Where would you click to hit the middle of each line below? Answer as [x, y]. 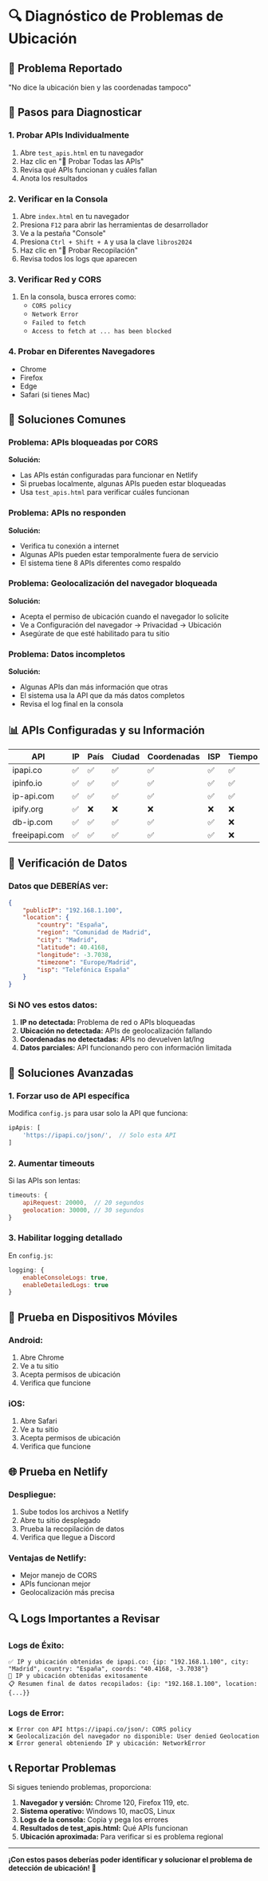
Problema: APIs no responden [67, 513]
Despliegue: [32, 1494]
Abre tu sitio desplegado [60, 1520]
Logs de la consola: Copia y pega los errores [94, 1819]
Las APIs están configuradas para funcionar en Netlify [108, 475]
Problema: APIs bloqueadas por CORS [83, 442]
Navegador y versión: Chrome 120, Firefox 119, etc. [104, 1803]
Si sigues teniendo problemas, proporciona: [80, 1787]
